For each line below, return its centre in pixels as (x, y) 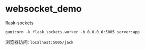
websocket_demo (44, 9)
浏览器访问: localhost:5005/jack (39, 42)
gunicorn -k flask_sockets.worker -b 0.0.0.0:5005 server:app (72, 32)
